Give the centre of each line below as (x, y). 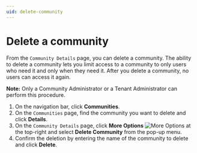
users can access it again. (38, 77)
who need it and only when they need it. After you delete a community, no (98, 71)
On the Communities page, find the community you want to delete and (100, 113)
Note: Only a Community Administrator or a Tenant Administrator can (92, 88)
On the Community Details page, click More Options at (103, 126)
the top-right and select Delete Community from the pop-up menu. (98, 131)
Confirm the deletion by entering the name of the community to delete (102, 138)
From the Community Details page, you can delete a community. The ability (99, 58)
